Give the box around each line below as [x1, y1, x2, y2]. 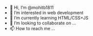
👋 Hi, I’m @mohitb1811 [9, 5, 54, 10]
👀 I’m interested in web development [9, 10, 84, 16]
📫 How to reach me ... [9, 26, 55, 31]
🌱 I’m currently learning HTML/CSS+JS [9, 15, 89, 20]
